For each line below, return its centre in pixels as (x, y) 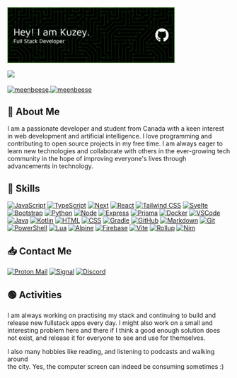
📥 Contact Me (40, 251)
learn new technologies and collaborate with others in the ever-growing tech (119, 151)
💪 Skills (24, 188)
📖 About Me (34, 112)
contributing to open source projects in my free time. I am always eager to (115, 143)
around (18, 359)
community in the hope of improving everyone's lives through (97, 159)
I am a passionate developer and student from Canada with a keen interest (116, 129)
